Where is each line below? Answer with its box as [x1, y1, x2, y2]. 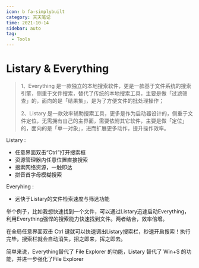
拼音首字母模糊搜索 [14, 171, 62, 178]
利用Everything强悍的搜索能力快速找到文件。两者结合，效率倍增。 [6, 215, 168, 222]
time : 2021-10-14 [6, 20, 49, 26]
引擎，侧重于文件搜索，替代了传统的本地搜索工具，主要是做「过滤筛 [20, 90, 188, 97]
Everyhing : [6, 182, 34, 190]
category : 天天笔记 [6, 14, 51, 20]
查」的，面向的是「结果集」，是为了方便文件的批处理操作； [20, 97, 165, 104]
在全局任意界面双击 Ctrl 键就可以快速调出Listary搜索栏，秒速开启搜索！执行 [6, 228, 191, 235]
